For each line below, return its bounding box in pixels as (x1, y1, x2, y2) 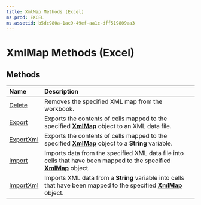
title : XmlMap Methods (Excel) (6, 8, 84, 15)
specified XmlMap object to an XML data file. (44, 122, 172, 131)
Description (44, 88, 79, 96)
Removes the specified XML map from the (44, 97, 163, 105)
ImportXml (9, 181, 39, 189)
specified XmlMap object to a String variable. (44, 139, 173, 147)
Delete (9, 101, 28, 110)
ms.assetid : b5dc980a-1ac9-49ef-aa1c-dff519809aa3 (6, 20, 135, 26)
